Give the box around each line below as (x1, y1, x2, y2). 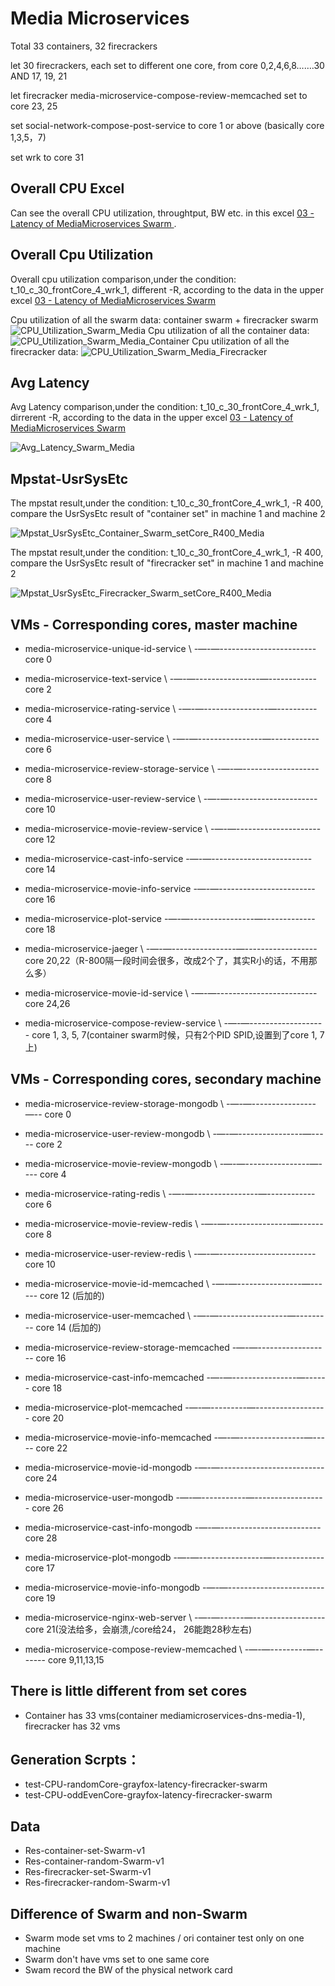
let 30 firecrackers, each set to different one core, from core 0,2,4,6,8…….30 (10, 59, 325, 71)
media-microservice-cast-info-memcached (24, 1371, 205, 1383)
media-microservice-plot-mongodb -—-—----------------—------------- (24, 1551, 325, 1563)
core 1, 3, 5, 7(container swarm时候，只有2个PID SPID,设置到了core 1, (31, 1029, 318, 1041)
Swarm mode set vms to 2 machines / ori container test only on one (24, 1932, 305, 1944)
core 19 (24, 1592, 56, 1604)
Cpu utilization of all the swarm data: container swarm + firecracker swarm (10, 313, 319, 326)
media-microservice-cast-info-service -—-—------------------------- (24, 853, 313, 864)
